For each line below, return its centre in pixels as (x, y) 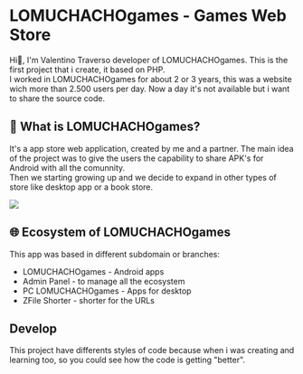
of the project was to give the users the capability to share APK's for (137, 158)
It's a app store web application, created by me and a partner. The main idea (151, 148)
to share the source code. (57, 98)
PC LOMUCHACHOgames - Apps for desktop (107, 291)
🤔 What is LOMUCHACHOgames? (105, 127)
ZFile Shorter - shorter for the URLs (89, 300)
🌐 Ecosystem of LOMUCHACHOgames (120, 233)
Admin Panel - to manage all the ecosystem (104, 281)
